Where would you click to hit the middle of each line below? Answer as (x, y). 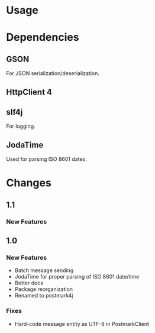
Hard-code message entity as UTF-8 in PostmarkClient (82, 324)
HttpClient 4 (29, 92)
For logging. (21, 126)
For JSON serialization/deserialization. (53, 73)
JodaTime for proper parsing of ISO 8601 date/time (77, 277)
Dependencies (43, 38)
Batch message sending (44, 270)
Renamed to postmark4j (44, 296)
